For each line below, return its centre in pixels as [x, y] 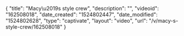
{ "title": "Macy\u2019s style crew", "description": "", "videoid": [82, 8]
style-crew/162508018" [34, 27]
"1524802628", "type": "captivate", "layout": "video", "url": [77, 21]
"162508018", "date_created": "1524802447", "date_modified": [82, 15]
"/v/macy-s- [163, 21]
